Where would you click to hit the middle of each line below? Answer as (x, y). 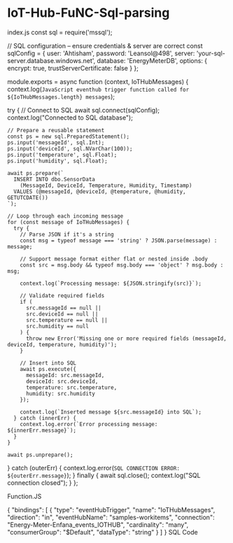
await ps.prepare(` (36, 173)
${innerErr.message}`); (42, 430)
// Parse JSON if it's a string (67, 234)
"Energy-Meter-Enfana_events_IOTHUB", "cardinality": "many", (98, 524)
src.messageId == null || (63, 308)
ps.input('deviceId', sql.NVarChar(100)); (70, 148)
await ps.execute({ (48, 369)
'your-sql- (211, 53)
